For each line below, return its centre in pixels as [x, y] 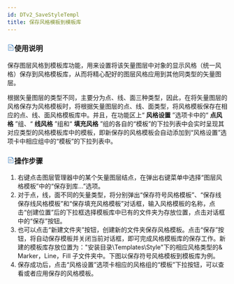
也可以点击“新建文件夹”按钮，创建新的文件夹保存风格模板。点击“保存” [118, 230]
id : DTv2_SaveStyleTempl [43, 15]
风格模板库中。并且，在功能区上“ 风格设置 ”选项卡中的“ [129, 114]
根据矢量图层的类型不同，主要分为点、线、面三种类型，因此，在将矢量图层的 [117, 97]
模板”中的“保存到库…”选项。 [64, 186]
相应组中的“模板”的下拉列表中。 [71, 141]
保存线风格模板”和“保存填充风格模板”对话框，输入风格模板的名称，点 [116, 204]
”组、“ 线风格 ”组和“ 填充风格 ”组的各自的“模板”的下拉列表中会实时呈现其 [120, 124]
